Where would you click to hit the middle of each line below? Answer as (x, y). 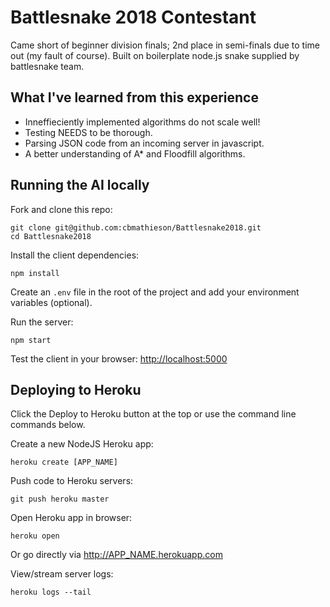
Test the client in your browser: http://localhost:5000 (119, 358)
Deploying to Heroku (76, 389)
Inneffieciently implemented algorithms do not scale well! (142, 122)
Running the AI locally (80, 185)
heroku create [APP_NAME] (64, 462)
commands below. (48, 425)
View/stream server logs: (62, 574)
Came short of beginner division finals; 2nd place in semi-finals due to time (165, 45)
